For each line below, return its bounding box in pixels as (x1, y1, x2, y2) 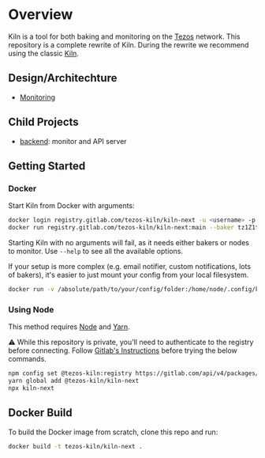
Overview (8, 6, 73, 24)
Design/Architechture (8, 71, 118, 85)
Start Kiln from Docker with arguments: (8, 201, 136, 210)
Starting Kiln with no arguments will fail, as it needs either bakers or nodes (8, 238, 250, 247)
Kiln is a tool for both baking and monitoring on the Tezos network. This (8, 32, 241, 41)
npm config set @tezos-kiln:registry (8, 369, 132, 377)
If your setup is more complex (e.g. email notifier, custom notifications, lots (8, 262, 251, 271)
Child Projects (8, 115, 79, 129)
